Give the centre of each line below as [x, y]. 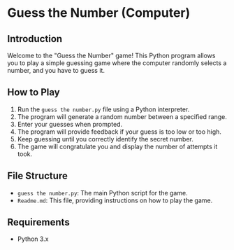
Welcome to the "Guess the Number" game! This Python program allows [111, 55]
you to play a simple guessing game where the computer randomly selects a [117, 63]
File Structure [37, 176]
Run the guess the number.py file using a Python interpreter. [103, 109]
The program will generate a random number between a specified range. [122, 116]
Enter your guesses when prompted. [70, 124]
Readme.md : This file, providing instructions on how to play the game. [115, 200]
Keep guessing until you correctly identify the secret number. [105, 139]
